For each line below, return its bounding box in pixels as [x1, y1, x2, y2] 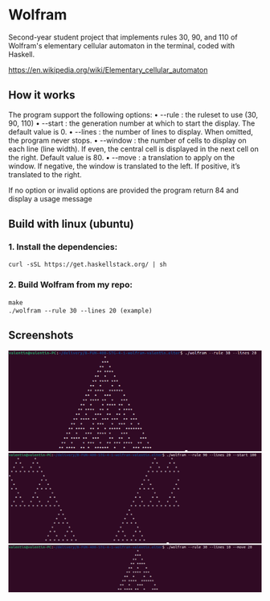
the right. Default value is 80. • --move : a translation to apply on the [8, 152, 235, 162]
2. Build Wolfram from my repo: [8, 280, 133, 291]
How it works [8, 89, 76, 102]
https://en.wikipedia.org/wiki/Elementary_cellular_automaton [8, 64, 208, 74]
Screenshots [8, 329, 74, 342]
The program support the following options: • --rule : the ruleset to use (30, [8, 110, 259, 119]
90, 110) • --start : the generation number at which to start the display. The [8, 118, 256, 128]
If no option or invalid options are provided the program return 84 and [8, 185, 239, 195]
